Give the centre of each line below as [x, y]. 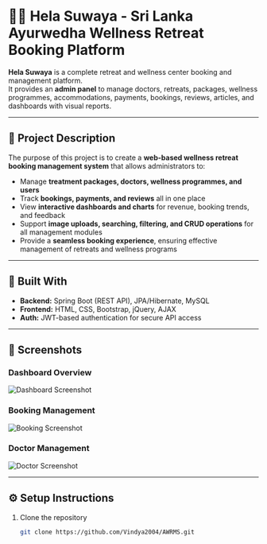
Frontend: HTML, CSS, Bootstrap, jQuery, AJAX [98, 309]
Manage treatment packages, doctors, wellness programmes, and [131, 181]
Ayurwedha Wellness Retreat [106, 33]
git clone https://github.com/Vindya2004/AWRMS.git [107, 532]
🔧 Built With [38, 282]
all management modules [61, 232]
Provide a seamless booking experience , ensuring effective [118, 240]
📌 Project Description [62, 138]
